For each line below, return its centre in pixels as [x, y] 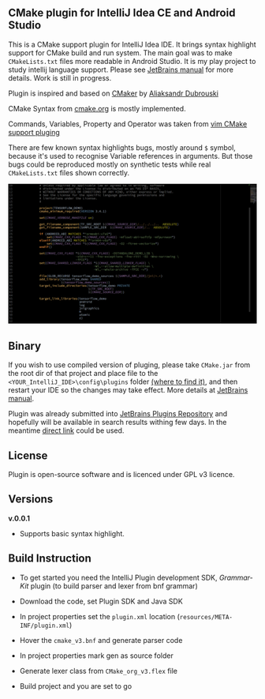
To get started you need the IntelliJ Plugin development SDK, [118, 577]
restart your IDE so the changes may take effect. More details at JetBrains [128, 390]
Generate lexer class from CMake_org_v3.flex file [98, 671]
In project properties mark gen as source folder [96, 656]
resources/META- [206, 617]
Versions [31, 500]
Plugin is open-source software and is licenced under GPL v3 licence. [121, 474]
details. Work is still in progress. [60, 77]
